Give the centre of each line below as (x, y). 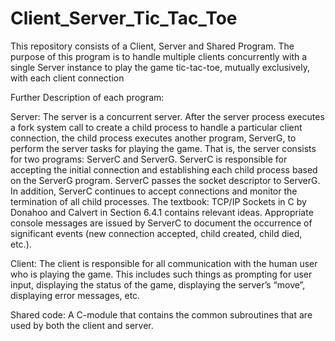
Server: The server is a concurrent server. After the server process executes (167, 116)
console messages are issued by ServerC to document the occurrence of (161, 223)
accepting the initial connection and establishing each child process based (164, 169)
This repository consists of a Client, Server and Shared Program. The (152, 46)
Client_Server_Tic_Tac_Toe (124, 18)
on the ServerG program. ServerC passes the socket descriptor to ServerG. (165, 180)
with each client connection (67, 78)
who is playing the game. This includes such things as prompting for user (161, 274)
